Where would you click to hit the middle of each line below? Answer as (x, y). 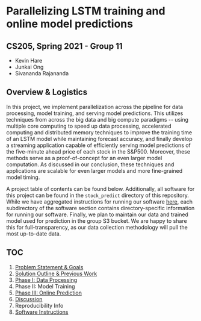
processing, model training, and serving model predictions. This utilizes (95, 113)
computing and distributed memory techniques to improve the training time (99, 132)
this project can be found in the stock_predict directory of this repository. (98, 195)
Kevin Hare (29, 61)
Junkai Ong (29, 67)
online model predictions (70, 24)
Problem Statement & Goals (49, 267)
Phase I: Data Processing (46, 280)
